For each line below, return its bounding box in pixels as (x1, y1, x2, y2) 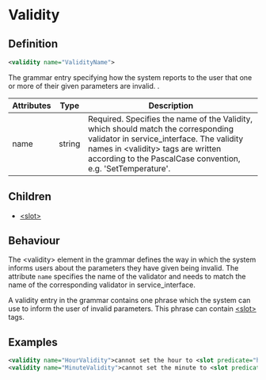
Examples (8, 336, 58, 349)
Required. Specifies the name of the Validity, (88, 113, 253, 125)
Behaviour (8, 233, 61, 248)
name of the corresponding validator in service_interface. (8, 280, 196, 290)
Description (148, 100, 194, 111)
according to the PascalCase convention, (88, 153, 241, 164)
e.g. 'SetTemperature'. (88, 163, 171, 174)
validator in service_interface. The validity (88, 133, 244, 144)
